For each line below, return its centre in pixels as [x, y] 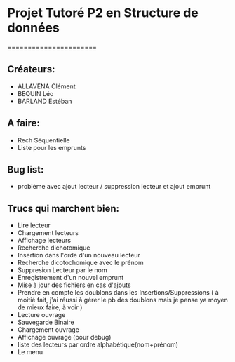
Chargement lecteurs [48, 233]
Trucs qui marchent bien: [63, 208]
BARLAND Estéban [45, 101]
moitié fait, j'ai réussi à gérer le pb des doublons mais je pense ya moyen [122, 300]
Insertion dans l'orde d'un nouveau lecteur [79, 255]
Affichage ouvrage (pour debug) [64, 337]
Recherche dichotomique [54, 248]
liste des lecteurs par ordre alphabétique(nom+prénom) [98, 344]
